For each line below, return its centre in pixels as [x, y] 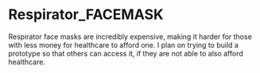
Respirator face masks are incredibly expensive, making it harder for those [130, 36]
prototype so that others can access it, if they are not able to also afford [126, 53]
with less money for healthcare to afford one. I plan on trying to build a [123, 44]
